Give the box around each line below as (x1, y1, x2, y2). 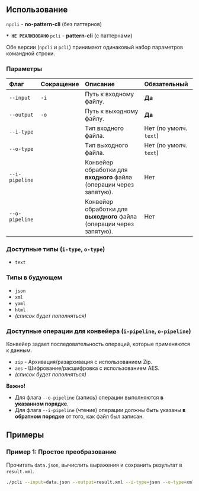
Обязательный (144, 80, 188, 88)
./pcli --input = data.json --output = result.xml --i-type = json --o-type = (6, 479, 187, 485)
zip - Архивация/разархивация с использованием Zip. (14, 359, 153, 365)
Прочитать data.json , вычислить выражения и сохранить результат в (6, 461, 182, 468)
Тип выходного (85, 141, 129, 150)
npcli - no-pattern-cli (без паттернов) (6, 20, 102, 27)
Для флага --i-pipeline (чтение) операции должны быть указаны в (14, 407, 186, 413)
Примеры (6, 430, 44, 440)
